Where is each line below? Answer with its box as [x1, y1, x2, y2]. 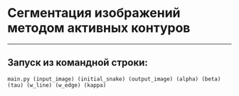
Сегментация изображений [7, 5, 181, 21]
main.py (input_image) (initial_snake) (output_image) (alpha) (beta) [7, 76, 221, 83]
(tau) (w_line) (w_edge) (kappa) [7, 81, 107, 89]
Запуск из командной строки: [7, 56, 148, 68]
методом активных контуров [7, 20, 191, 36]
